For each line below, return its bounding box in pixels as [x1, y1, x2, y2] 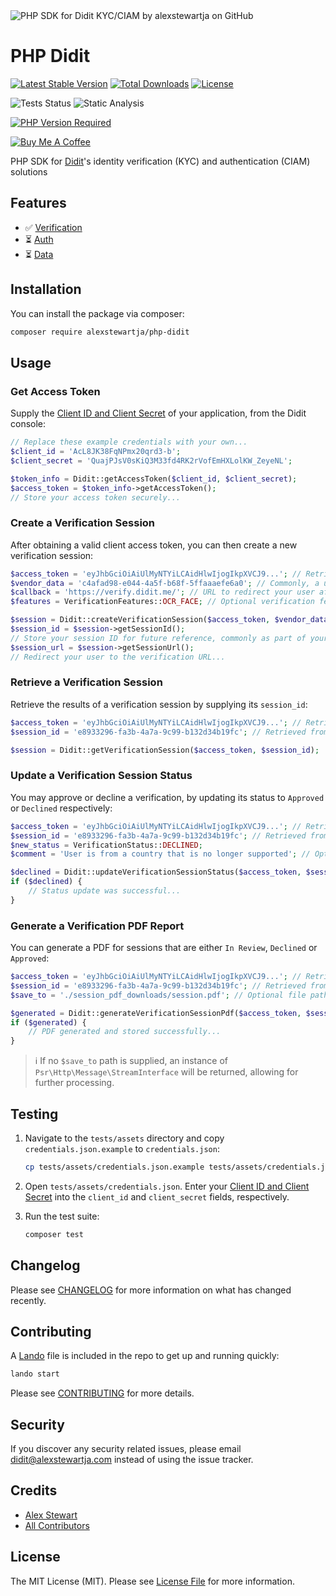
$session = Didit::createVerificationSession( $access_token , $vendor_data [10, 615, 329, 625]
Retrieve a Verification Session [10, 675, 163, 689]
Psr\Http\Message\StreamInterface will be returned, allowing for [34, 1066, 299, 1078]
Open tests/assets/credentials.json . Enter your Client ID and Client [24, 1180, 310, 1192]
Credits [10, 1482, 58, 1499]
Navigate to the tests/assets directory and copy [24, 1132, 225, 1144]
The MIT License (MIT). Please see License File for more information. [10, 1575, 295, 1587]
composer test [24, 1229, 84, 1239]
